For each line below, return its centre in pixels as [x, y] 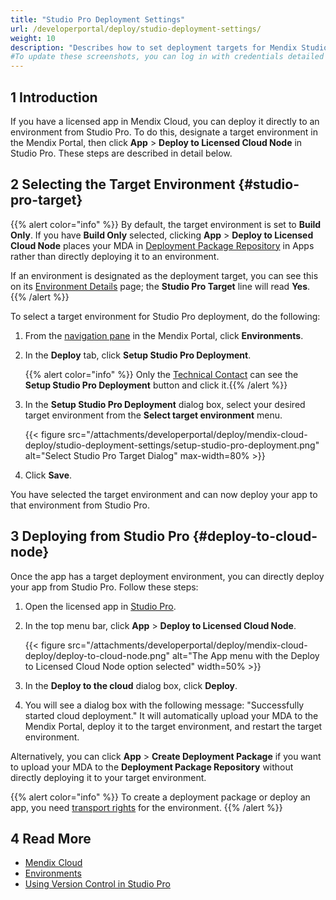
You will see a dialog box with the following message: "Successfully [164, 705]
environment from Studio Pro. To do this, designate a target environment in [164, 132]
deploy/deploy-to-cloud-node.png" [97, 655]
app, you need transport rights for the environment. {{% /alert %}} [146, 807]
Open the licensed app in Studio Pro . [100, 606]
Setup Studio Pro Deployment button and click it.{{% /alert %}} [156, 385]
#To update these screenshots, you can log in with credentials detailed [167, 57]
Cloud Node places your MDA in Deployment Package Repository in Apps [162, 245]
